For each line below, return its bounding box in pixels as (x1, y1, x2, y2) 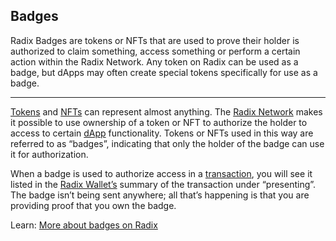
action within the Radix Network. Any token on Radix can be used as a (10, 55, 299, 68)
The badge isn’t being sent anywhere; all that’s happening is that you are (10, 189, 310, 201)
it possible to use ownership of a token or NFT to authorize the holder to (10, 116, 308, 128)
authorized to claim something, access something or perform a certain (10, 45, 301, 57)
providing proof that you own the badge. (10, 199, 177, 211)
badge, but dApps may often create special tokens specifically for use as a (10, 66, 318, 78)
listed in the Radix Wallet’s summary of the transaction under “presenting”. (10, 178, 317, 190)
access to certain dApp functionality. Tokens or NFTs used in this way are (10, 127, 314, 139)
